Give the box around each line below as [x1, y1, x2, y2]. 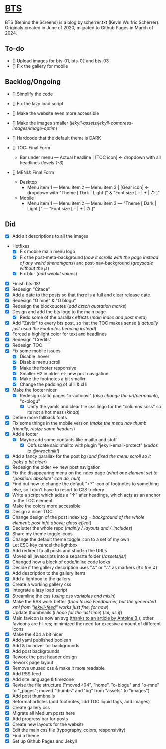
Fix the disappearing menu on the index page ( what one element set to [12, 470, 158, 476]
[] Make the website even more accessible [12, 110, 99, 116]
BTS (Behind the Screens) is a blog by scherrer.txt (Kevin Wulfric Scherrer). [5, 19, 160, 25]
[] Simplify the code [12, 91, 53, 97]
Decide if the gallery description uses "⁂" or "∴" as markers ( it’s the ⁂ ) [12, 565, 158, 571]
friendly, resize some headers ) [12, 426, 76, 432]
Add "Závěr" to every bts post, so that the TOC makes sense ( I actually [12, 320, 158, 326]
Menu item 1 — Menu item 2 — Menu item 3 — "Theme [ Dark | [27, 200, 157, 206]
